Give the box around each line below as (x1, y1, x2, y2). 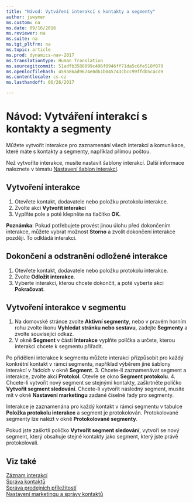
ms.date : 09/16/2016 (6, 25, 57, 31)
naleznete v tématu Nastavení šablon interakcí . (6, 165, 119, 172)
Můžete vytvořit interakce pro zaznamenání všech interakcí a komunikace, (6, 141, 185, 148)
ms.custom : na (6, 19, 41, 25)
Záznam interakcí (6, 472, 48, 479)
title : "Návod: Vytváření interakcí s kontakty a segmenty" (6, 8, 156, 15)
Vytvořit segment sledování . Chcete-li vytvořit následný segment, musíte (6, 385, 185, 393)
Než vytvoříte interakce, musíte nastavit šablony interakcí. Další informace (6, 159, 184, 166)
